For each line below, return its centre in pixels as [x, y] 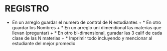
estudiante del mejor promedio [44, 43]
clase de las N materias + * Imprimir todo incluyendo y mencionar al [82, 38]
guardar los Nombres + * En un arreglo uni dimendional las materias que [87, 27]
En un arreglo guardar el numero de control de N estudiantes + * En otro [87, 22]
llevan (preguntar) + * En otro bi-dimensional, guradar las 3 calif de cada [87, 33]
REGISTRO [27, 9]
